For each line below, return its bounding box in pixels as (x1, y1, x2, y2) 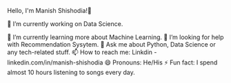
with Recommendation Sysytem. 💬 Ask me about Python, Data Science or (7, 40, 216, 48)
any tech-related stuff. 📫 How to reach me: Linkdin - (7, 48, 157, 56)
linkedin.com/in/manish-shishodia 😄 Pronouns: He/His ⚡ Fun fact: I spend (7, 58, 218, 67)
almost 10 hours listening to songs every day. (7, 69, 136, 76)
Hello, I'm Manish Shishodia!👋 (7, 7, 92, 14)
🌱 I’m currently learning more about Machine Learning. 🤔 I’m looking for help (7, 33, 224, 41)
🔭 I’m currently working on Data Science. (7, 20, 123, 27)
